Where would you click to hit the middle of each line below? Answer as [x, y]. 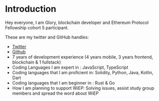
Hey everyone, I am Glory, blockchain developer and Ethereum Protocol [77, 22]
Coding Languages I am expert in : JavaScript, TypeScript [70, 67]
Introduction [31, 9]
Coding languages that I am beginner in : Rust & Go [63, 83]
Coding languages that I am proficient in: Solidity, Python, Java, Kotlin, [83, 72]
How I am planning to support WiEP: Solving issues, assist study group [83, 88]
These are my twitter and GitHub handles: [47, 37]
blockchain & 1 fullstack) [36, 62]
